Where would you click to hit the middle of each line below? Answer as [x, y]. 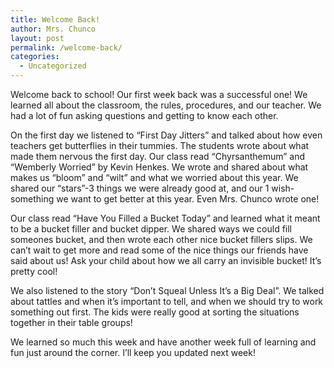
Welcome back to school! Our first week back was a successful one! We [159, 94]
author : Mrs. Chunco [53, 29]
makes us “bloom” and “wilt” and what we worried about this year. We [154, 177]
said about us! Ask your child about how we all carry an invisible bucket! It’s [166, 260]
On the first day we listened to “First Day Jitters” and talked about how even [166, 135]
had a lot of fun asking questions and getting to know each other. [144, 115]
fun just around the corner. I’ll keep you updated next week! [133, 352]
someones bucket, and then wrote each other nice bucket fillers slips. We [161, 239]
